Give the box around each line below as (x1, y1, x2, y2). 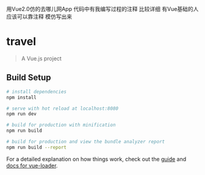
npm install (6, 94, 37, 101)
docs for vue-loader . (6, 162, 58, 169)
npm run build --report (6, 144, 67, 151)
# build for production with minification (6, 122, 116, 128)
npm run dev (6, 111, 37, 117)
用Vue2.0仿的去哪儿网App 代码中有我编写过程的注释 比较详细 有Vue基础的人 (6, 5, 199, 12)
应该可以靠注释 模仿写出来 (6, 13, 72, 20)
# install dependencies (6, 88, 67, 95)
